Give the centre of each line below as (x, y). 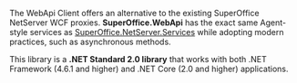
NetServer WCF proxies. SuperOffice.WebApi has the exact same (134, 23)
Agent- (273, 23)
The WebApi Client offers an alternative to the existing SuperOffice (134, 13)
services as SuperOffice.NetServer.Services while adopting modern (157, 32)
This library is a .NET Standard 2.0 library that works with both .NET (138, 59)
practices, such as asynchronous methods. (90, 41)
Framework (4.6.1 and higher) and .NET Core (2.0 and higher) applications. (149, 69)
